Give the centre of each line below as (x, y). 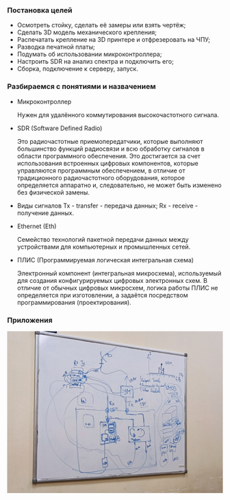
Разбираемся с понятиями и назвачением (81, 86)
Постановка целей (40, 10)
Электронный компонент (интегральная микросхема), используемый (119, 273)
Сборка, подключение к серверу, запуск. (77, 69)
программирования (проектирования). (74, 302)
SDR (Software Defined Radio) (60, 128)
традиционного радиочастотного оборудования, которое (101, 177)
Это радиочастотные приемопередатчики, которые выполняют (110, 141)
